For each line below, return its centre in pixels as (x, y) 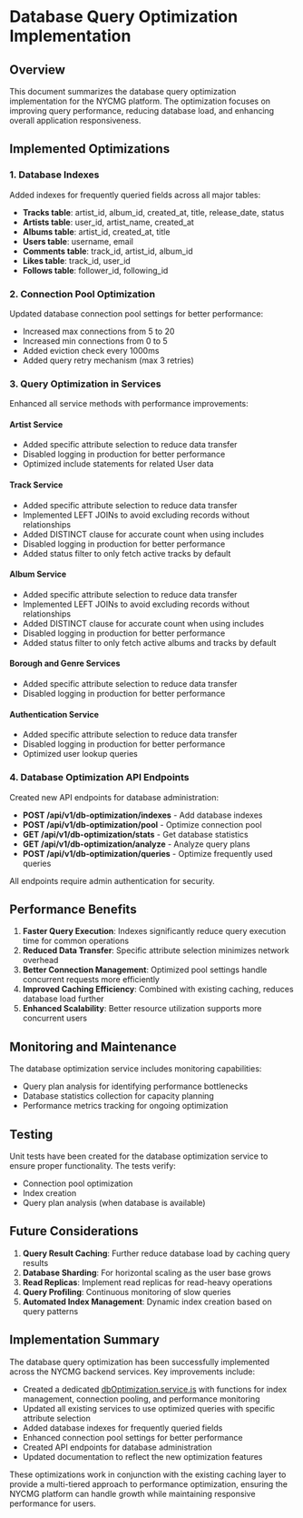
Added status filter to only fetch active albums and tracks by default (149, 642)
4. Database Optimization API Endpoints (99, 778)
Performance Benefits (73, 909)
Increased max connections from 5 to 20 (98, 331)
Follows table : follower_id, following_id (95, 270)
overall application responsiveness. (75, 121)
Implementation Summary (85, 1340)
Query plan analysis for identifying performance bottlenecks (135, 1086)
